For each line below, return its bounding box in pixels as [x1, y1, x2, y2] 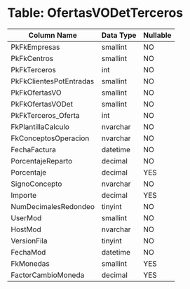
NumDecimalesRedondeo [11, 201, 95, 211]
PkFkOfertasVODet [11, 99, 74, 109]
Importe [11, 190, 37, 200]
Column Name [28, 30, 77, 40]
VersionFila [11, 236, 48, 246]
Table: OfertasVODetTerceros [7, 5, 184, 21]
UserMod [11, 213, 42, 222]
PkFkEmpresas [11, 42, 60, 52]
